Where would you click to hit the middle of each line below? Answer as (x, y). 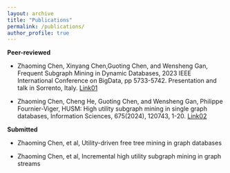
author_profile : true (38, 33)
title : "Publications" (40, 20)
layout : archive (30, 13)
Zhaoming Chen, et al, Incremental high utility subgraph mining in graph (119, 156)
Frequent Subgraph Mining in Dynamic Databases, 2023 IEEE (104, 73)
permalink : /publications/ (46, 26)
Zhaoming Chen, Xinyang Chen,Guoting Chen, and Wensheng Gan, (113, 66)
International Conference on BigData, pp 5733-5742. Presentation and (117, 81)
